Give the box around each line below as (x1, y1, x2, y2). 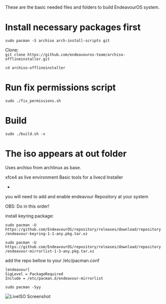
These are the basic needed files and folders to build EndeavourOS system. (5, 4, 160, 10)
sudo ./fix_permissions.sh (5, 98, 61, 103)
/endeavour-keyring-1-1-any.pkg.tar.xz (5, 231, 88, 236)
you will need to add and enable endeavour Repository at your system (5, 193, 149, 199)
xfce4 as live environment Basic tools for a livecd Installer (5, 174, 123, 180)
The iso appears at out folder (5, 148, 127, 159)
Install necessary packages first (5, 22, 141, 33)
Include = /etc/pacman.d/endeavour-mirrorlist (5, 276, 103, 281)
